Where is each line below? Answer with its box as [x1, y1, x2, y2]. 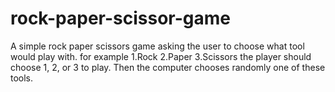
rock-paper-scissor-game [10, 7, 232, 30]
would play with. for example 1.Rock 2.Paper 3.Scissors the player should [10, 50, 312, 62]
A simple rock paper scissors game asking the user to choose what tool [10, 40, 305, 52]
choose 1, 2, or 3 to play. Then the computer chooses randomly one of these [10, 61, 326, 73]
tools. [10, 72, 34, 84]
